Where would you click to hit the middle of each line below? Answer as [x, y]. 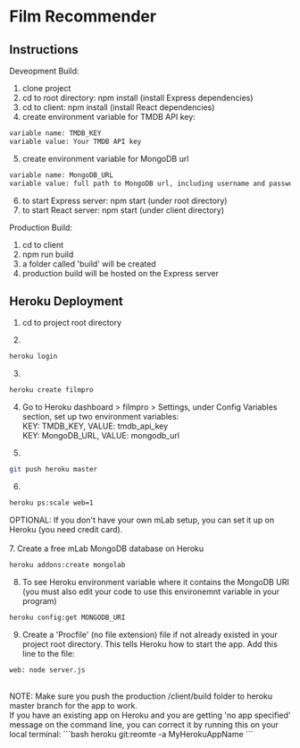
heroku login [33, 357]
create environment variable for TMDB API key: [109, 117]
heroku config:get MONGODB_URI [67, 617]
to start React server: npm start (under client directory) [123, 210]
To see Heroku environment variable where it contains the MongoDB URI [156, 582]
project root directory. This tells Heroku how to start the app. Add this [150, 644]
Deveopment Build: [44, 71]
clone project [46, 88]
